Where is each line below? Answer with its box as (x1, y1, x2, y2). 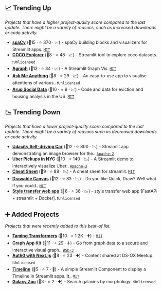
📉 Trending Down (5, 108, 61, 117)
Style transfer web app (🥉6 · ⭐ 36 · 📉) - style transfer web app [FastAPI (12, 188, 158, 194)
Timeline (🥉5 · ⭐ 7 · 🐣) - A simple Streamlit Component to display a (12, 266, 146, 272)
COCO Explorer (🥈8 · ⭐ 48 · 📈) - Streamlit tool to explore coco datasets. (12, 51, 158, 57)
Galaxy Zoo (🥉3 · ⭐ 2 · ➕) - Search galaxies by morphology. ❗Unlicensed (12, 279, 156, 285)
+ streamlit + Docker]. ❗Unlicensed (12, 195, 80, 201)
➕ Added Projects (5, 210, 59, 219)
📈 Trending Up (5, 4, 52, 12)
